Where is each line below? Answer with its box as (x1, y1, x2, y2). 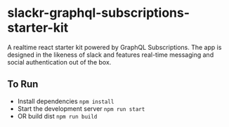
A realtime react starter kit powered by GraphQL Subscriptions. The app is (7, 43, 222, 51)
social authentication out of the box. (7, 58, 112, 66)
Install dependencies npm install (17, 97, 115, 105)
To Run (7, 79, 39, 91)
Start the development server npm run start (17, 104, 145, 113)
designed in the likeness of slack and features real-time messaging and (7, 51, 214, 59)
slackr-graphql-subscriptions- (7, 5, 190, 21)
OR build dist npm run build (17, 112, 98, 120)
